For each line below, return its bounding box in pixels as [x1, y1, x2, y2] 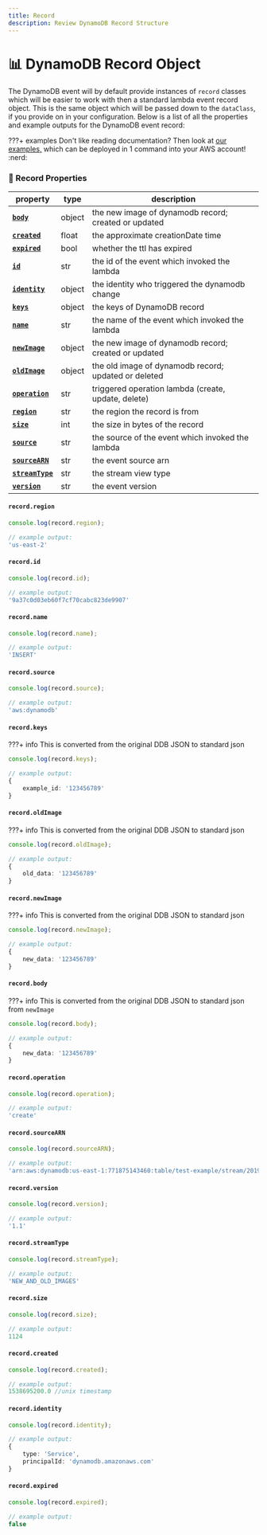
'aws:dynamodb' [8, 707, 59, 715]
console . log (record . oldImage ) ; [8, 840, 112, 848]
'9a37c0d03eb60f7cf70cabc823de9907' [8, 596, 130, 604]
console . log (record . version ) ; [8, 1200, 109, 1208]
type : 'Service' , [22, 1451, 80, 1459]
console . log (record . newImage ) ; [8, 926, 112, 934]
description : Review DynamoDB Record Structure [8, 19, 169, 27]
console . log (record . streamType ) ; [8, 1255, 119, 1263]
